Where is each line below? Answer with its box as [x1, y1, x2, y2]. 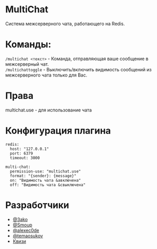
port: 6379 [10, 150, 33, 156]
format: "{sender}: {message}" [10, 173, 77, 178]
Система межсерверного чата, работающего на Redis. [5, 21, 125, 27]
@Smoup [12, 222, 32, 228]
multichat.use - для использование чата [5, 107, 92, 113]
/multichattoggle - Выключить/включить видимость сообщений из [5, 66, 152, 72]
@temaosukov [12, 233, 43, 239]
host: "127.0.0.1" [10, 146, 50, 151]
